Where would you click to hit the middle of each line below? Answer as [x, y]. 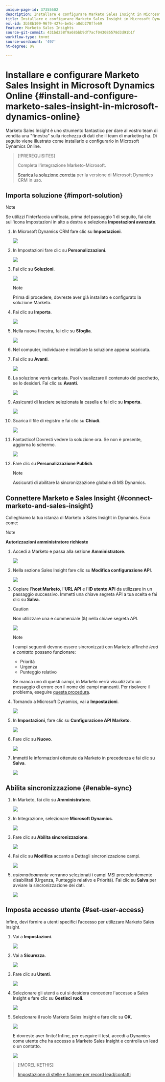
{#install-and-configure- [86, 96]
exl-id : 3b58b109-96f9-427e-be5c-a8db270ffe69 [54, 23]
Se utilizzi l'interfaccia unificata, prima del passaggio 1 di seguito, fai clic [78, 217]
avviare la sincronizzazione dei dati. [49, 885]
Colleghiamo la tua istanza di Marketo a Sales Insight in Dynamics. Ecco [78, 518]
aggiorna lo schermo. [34, 445]
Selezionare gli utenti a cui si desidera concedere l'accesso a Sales [80, 993]
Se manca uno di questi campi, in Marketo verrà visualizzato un [77, 682]
